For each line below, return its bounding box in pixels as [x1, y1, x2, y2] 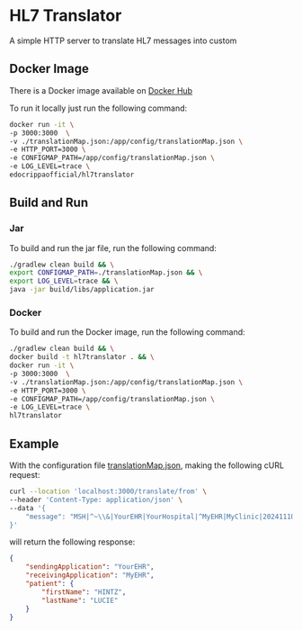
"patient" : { [25, 580, 75, 589]
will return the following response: [9, 536, 136, 547]
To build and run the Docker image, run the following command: [9, 327, 245, 337]
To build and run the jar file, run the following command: [9, 242, 218, 253]
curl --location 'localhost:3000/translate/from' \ [9, 487, 207, 496]
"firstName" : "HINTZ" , [41, 587, 127, 597]
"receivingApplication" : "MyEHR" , [25, 571, 155, 580]
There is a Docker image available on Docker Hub [9, 85, 193, 95]
